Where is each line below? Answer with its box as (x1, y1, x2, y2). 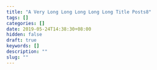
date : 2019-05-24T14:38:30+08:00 (6, 26, 92, 32)
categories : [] (6, 20, 45, 26)
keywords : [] (6, 43, 40, 49)
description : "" (6, 49, 48, 55)
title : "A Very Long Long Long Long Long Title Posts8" (6, 9, 152, 15)
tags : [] (6, 15, 29, 21)
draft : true (6, 37, 37, 43)
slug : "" (6, 54, 29, 60)
